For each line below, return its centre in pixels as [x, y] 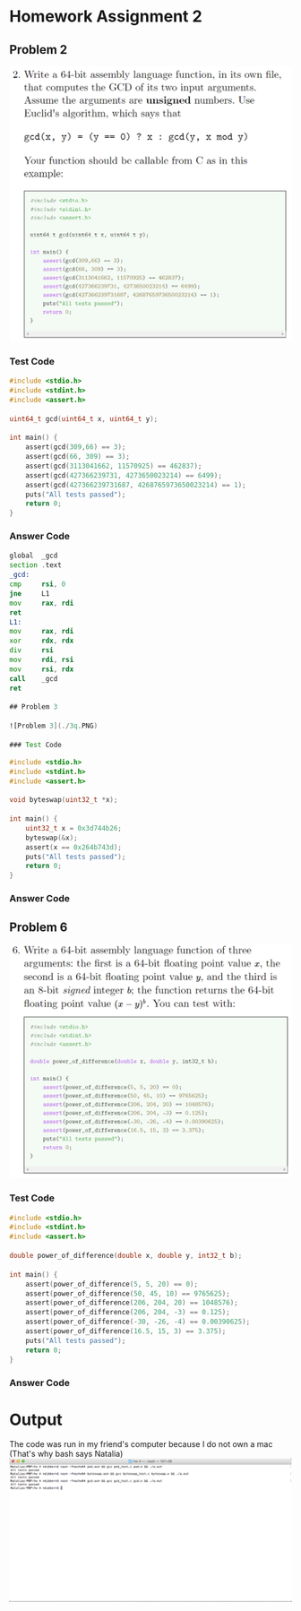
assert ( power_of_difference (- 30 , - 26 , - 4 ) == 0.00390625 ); [138, 1322]
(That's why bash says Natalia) [66, 1454]
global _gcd [34, 556]
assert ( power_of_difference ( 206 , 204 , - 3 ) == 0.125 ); [128, 1313]
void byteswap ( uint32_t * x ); [64, 800]
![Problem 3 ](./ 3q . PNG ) [54, 726]
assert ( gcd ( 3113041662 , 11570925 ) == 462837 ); [114, 466]
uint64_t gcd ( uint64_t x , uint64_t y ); [84, 418]
